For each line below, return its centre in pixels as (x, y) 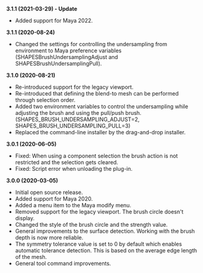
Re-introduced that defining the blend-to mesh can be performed (97, 93)
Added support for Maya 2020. (54, 199)
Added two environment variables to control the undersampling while (101, 106)
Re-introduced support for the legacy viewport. (74, 87)
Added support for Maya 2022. (54, 20)
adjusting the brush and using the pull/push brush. (78, 113)
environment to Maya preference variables (68, 50)
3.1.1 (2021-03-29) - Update (42, 9)
